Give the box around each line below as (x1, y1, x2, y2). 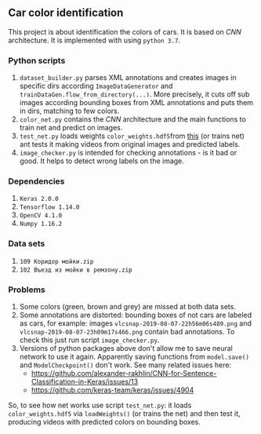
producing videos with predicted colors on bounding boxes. (8, 418, 201, 426)
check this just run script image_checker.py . (19, 335, 160, 345)
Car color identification (8, 6, 124, 20)
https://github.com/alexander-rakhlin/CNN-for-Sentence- (31, 369, 217, 377)
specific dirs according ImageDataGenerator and (19, 82, 173, 91)
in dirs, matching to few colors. (19, 106, 120, 116)
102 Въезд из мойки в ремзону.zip (19, 266, 132, 274)
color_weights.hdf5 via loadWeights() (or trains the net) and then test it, (8, 409, 241, 418)
